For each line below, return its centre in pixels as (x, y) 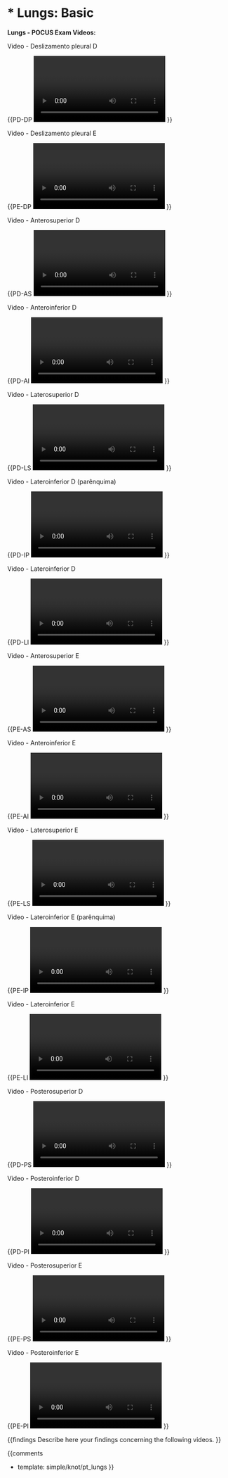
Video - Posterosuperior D (45, 1091)
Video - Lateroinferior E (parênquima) (61, 917)
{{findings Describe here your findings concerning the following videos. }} (114, 1439)
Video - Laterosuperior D (43, 394)
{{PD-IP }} (88, 555)
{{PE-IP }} (88, 990)
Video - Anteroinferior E (41, 743)
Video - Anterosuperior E (43, 655)
